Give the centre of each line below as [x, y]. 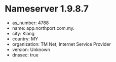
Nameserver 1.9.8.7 [47, 9]
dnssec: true [25, 55]
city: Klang [23, 33]
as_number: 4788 [30, 23]
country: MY [25, 39]
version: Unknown [31, 49]
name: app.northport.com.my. [43, 28]
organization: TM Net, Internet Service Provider [61, 44]
